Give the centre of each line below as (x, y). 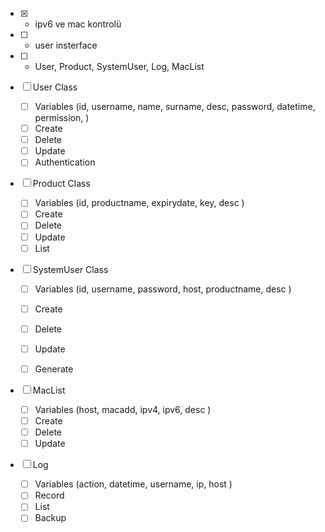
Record (49, 495)
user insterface (66, 45)
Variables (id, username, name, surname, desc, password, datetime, (175, 106)
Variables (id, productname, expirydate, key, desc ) (139, 203)
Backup (50, 518)
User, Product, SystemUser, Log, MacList (119, 66)
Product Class (61, 184)
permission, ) (62, 118)
